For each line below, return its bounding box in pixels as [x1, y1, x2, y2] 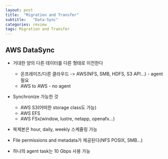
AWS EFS [20, 110, 40, 116]
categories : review [5, 22, 47, 27]
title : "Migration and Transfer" [5, 12, 79, 17]
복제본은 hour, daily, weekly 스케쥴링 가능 [12, 126, 97, 132]
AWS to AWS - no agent [20, 83, 71, 89]
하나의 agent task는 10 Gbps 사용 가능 [12, 148, 91, 154]
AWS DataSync [5, 46, 55, 54]
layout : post [5, 7, 33, 13]
